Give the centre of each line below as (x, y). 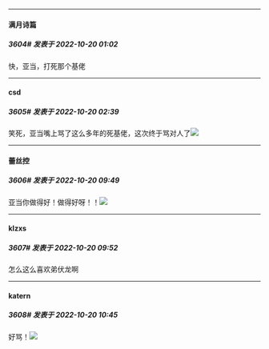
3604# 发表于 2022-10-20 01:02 (63, 44)
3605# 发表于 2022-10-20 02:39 (64, 111)
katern (20, 295)
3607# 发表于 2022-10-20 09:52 (63, 247)
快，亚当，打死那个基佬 (47, 66)
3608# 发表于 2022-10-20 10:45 (63, 315)
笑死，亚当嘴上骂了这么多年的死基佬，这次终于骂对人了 (99, 134)
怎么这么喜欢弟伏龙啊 (43, 270)
